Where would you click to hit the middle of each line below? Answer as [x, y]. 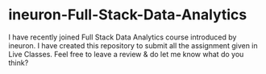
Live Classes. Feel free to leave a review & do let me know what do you [126, 54]
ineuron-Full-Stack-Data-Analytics [128, 15]
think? [19, 63]
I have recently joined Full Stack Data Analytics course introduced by [123, 37]
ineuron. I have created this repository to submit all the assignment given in [133, 45]
